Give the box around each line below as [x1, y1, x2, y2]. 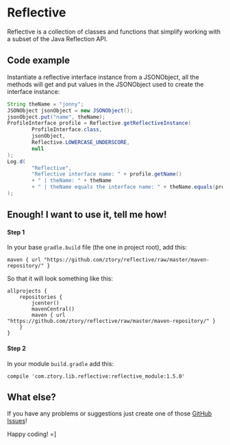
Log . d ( [7, 158, 26, 165]
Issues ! [7, 417, 27, 425]
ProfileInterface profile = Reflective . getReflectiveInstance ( [7, 120, 192, 127]
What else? [7, 392, 56, 403]
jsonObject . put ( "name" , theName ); [7, 113, 106, 121]
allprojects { [7, 288, 48, 295]
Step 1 [7, 228, 25, 236]
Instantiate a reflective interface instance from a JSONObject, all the [7, 73, 200, 81]
